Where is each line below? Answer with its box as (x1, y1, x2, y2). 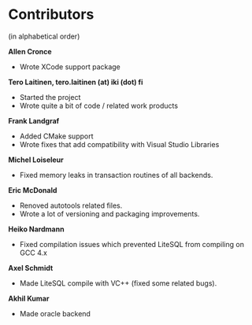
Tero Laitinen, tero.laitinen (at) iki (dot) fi (8, 77, 143, 87)
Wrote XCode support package (19, 61, 120, 72)
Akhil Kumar (8, 294, 50, 303)
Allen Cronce (8, 46, 53, 56)
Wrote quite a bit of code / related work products (19, 101, 179, 110)
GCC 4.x (19, 248, 47, 257)
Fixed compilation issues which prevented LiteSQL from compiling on (19, 239, 244, 249)
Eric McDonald (8, 185, 57, 194)
